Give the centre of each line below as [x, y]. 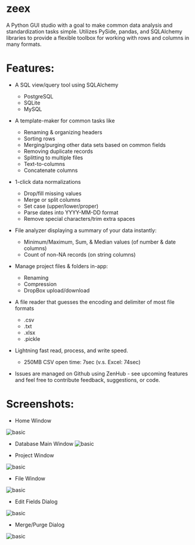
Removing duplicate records [58, 151]
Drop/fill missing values [52, 193]
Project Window [34, 455]
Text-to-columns [44, 164]
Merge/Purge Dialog [40, 525]
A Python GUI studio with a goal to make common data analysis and [89, 25]
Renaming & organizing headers [63, 132]
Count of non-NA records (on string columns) [80, 254]
